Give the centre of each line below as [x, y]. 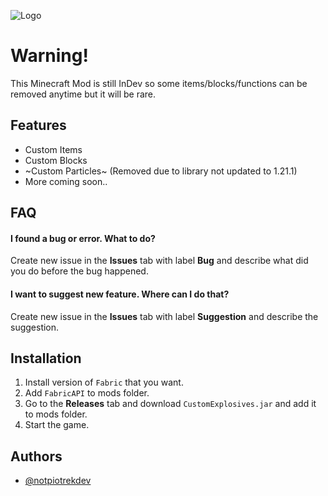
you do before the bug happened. [79, 271]
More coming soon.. [66, 181]
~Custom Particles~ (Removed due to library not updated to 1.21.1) [161, 171]
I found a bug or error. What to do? [83, 238]
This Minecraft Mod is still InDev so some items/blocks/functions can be [159, 83]
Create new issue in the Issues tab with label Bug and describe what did [159, 261]
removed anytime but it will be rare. [83, 94]
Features [38, 125]
